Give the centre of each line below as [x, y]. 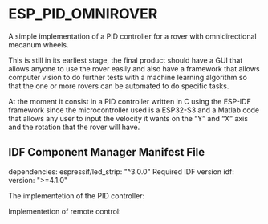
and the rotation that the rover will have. [74, 127]
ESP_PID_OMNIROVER [83, 14]
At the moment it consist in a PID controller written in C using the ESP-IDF [130, 101]
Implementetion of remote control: [65, 211]
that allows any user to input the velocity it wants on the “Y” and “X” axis [128, 118]
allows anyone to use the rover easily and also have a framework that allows [134, 68]
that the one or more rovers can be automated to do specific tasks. [119, 86]
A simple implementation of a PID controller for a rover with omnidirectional [132, 36]
